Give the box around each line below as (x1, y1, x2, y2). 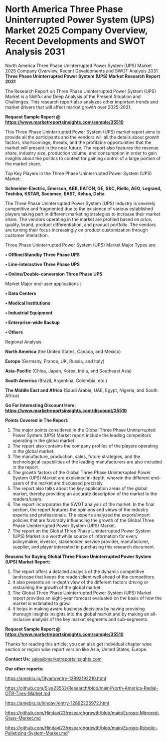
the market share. (5, 160, 41, 166)
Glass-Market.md (5, 715, 41, 721)
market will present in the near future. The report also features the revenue (5, 144, 159, 150)
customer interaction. (5, 232, 49, 238)
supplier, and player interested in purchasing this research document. (12, 543, 156, 549)
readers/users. (12, 496, 43, 502)
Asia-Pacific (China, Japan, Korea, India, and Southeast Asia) (5, 367, 132, 373)
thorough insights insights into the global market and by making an (12, 611, 150, 617)
